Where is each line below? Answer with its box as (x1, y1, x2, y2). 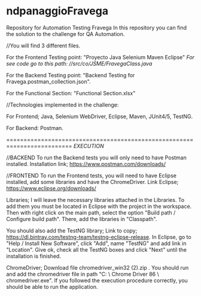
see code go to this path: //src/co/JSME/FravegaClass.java (6, 60, 153, 67)
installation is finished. (6, 252, 62, 259)
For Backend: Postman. (6, 124, 64, 131)
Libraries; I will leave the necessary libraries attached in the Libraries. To (6, 196, 185, 203)
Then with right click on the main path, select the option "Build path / (6, 209, 176, 216)
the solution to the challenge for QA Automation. (6, 30, 125, 37)
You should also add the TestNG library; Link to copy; (6, 226, 138, 234)
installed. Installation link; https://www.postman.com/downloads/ (6, 160, 166, 167)
